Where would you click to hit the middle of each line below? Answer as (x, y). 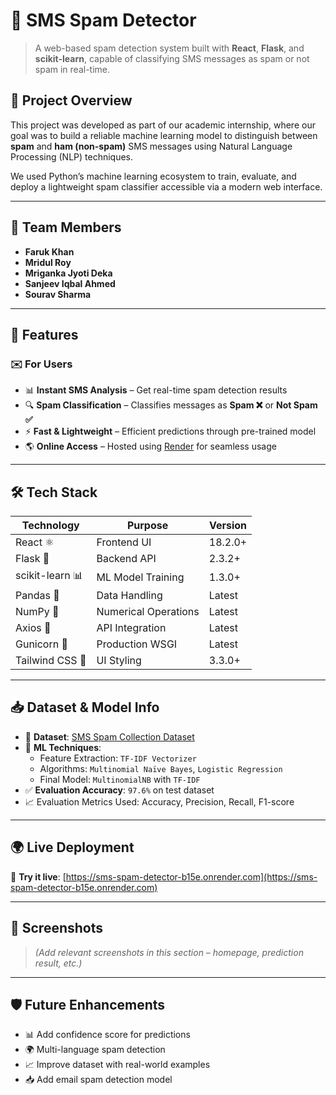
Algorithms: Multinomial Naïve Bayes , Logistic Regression (161, 768)
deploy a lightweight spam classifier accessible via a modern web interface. (166, 186)
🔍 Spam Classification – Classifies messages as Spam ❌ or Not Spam (171, 405)
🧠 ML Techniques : (63, 747)
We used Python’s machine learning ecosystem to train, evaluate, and (153, 176)
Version (228, 526)
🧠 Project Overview (71, 100)
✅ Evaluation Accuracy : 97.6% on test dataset (119, 790)
